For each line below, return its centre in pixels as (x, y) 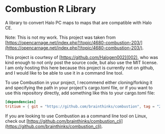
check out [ (17, 121)
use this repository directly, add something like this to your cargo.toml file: (80, 93)
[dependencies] (21, 102)
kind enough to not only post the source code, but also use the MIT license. (82, 62)
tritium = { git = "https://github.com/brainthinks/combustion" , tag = (80, 107)
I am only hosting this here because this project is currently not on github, (80, 68)
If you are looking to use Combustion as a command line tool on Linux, (76, 116)
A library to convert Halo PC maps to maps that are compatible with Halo (79, 23)
